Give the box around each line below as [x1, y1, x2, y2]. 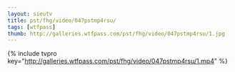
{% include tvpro [7, 49, 57, 58]
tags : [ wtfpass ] [7, 23, 56, 30]
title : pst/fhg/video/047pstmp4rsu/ [7, 17, 116, 24]
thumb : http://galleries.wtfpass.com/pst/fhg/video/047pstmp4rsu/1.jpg [7, 30, 225, 37]
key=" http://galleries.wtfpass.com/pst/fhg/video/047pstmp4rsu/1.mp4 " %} [7, 57, 229, 66]
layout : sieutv [7, 10, 53, 18]
